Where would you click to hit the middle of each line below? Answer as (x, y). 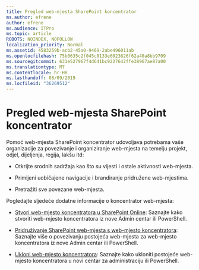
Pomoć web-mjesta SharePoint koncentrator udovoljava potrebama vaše (95, 142)
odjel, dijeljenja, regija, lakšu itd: (45, 155)
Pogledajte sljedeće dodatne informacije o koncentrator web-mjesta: (90, 200)
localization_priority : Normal (45, 45)
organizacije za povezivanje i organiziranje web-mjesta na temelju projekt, (97, 148)
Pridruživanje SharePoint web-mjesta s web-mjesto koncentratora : (96, 230)
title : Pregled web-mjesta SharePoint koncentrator (71, 12)
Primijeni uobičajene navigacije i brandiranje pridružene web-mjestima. (102, 178)
